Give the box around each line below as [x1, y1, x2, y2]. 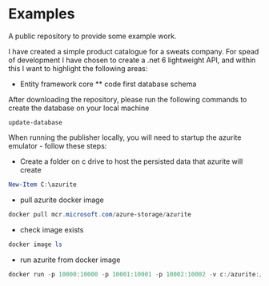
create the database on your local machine [8, 103, 150, 113]
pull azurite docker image [19, 195, 104, 205]
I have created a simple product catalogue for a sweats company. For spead [8, 46, 259, 56]
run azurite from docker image [19, 255, 121, 264]
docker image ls [8, 240, 62, 248]
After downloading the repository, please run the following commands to [8, 94, 247, 104]
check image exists [19, 224, 84, 234]
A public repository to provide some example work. [8, 31, 177, 41]
